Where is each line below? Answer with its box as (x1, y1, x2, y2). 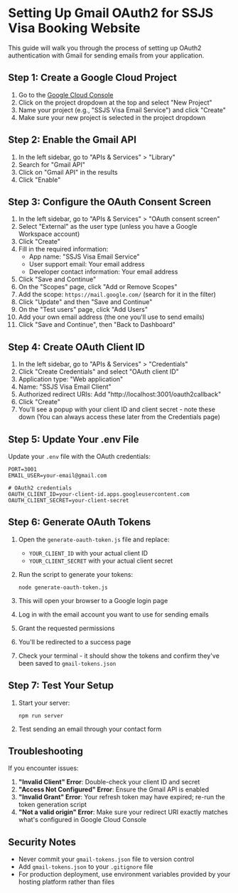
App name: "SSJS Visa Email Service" (28, 252, 141, 261)
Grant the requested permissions (18, 624, 115, 632)
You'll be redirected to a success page (18, 637, 131, 646)
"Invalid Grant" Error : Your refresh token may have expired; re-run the (18, 793, 226, 801)
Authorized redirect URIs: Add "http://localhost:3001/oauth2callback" (18, 390, 222, 399)
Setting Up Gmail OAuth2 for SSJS (8, 5, 214, 21)
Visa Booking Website (8, 20, 141, 36)
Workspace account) (18, 229, 80, 239)
